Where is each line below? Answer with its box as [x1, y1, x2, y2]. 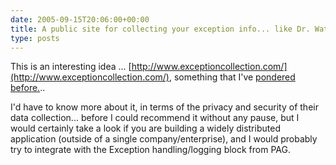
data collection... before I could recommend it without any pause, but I [10, 112, 300, 124]
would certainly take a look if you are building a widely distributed [10, 122, 281, 135]
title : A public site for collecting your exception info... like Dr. [10, 24, 311, 34]
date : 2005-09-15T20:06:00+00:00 [10, 14, 150, 25]
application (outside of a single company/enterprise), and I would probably [10, 133, 318, 145]
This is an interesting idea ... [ [10, 61, 132, 73]
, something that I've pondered [168, 71, 296, 83]
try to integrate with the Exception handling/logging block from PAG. [10, 144, 291, 156]
